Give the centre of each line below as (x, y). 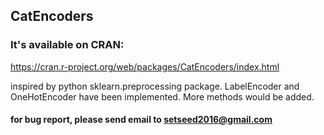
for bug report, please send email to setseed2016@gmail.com (141, 120)
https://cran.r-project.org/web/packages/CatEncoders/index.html (145, 66)
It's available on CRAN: (67, 45)
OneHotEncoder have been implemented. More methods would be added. (162, 96)
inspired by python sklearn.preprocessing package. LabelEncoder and (155, 86)
